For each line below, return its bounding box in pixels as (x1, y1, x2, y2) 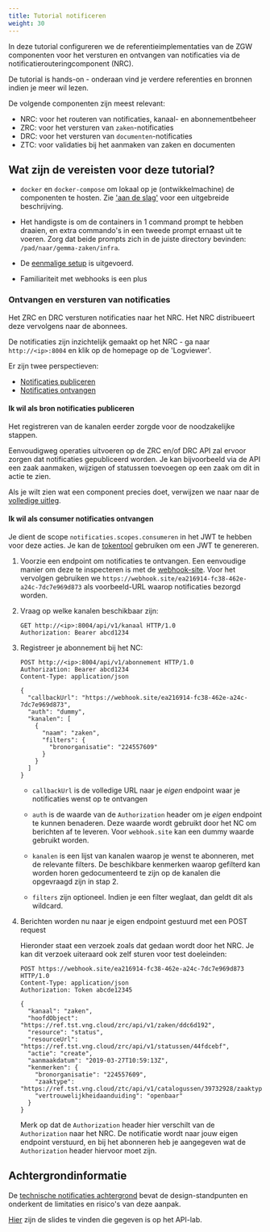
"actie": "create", (27, 1050, 93, 1058)
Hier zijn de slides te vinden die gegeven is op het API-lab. (8, 1214, 203, 1224)
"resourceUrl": (27, 1035, 79, 1044)
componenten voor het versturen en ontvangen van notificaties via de (8, 50, 240, 60)
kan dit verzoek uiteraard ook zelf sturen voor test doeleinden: (19, 949, 227, 959)
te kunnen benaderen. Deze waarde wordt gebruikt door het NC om (31, 818, 256, 828)
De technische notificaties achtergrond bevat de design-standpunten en (8, 1190, 248, 1200)
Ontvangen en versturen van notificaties (8, 294, 171, 306)
